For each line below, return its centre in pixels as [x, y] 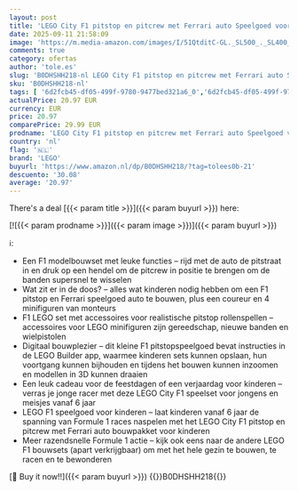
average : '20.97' [41, 183]
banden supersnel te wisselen [77, 280]
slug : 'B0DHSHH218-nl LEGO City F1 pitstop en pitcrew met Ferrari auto [146, 76]
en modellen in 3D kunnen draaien [85, 374]
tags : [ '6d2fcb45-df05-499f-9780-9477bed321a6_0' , [106, 92]
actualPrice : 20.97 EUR [53, 100]
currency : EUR [35, 109]
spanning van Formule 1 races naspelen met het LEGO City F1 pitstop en [153, 422]
